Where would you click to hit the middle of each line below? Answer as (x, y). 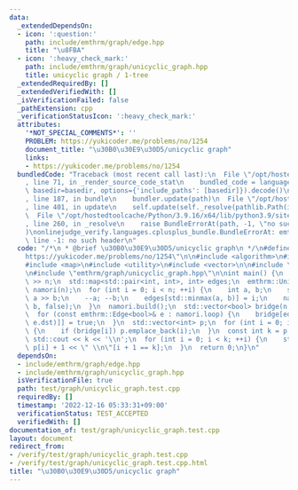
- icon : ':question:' (57, 34)
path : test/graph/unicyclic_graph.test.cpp (98, 389)
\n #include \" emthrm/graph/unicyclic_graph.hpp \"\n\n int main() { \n (154, 273)
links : (37, 158)
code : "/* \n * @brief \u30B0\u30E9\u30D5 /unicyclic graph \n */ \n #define (154, 249)
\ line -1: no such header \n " (81, 241)
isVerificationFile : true (65, 381)
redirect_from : (37, 447)
